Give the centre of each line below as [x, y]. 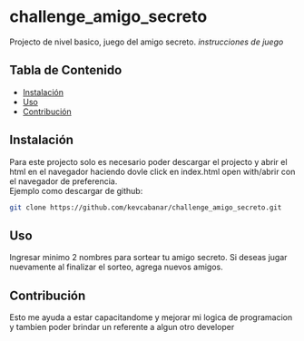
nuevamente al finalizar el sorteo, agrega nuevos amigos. [117, 267]
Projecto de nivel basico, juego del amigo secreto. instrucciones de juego [147, 42]
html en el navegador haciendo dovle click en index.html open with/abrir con [152, 171]
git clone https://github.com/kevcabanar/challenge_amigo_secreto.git [146, 207]
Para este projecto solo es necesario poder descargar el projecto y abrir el [148, 161]
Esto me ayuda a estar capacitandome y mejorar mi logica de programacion [151, 317]
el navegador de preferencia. [64, 181]
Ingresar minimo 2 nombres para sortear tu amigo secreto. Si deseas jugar [148, 258]
